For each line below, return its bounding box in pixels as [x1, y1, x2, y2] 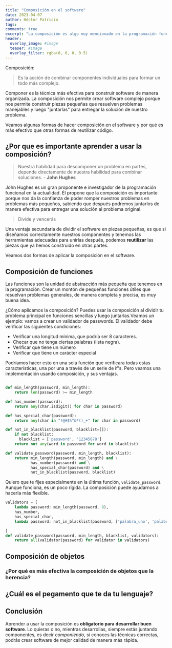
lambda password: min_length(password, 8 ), [14, 505, 109, 510]
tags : [5, 22, 17, 27]
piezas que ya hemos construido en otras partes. [5, 242, 109, 249]
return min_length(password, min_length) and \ [14, 455, 118, 461]
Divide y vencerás [17, 216, 56, 222]
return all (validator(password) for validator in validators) [14, 538, 150, 543]
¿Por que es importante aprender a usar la [5, 142, 142, 150]
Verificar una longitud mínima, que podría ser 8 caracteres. [12, 333, 137, 340]
